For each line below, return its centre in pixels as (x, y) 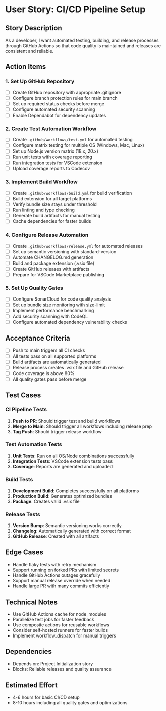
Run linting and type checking (43, 210)
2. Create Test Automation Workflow (51, 129)
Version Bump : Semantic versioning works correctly (67, 526)
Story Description (34, 28)
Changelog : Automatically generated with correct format (72, 531)
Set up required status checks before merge (59, 104)
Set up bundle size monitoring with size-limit (59, 305)
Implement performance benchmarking (53, 311)
